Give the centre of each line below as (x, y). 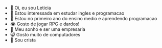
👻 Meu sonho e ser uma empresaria (48, 29)
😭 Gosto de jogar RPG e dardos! (45, 24)
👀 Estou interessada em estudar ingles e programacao (67, 13)
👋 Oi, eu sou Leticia (30, 8)
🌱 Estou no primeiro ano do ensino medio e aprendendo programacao (84, 18)
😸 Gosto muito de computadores (45, 35)
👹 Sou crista (23, 40)
